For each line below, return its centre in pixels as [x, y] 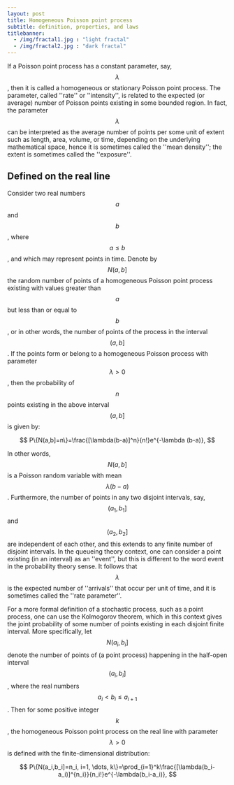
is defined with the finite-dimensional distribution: [79, 753]
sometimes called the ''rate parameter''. [65, 596]
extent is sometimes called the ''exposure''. [70, 154]
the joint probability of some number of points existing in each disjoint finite [116, 624]
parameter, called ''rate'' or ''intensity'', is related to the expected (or [106, 95]
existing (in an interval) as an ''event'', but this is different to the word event [116, 559]
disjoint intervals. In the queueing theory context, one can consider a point [114, 552]
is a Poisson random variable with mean [65, 475]
